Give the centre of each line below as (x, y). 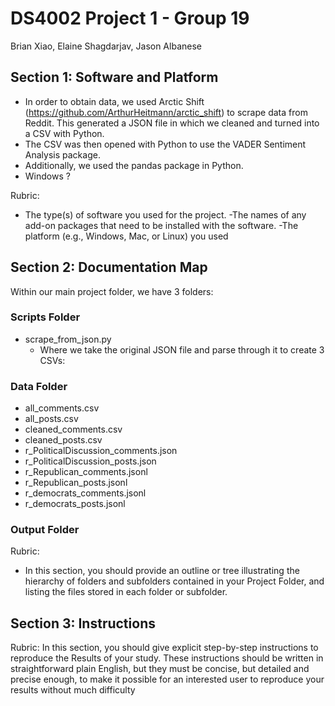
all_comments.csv (62, 408)
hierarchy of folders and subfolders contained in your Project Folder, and (174, 581)
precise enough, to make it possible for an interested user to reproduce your (167, 679)
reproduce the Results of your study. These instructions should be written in (167, 658)
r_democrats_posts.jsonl (75, 504)
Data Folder (39, 386)
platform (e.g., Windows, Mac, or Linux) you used (126, 236)
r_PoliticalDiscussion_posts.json (90, 461)
